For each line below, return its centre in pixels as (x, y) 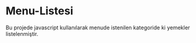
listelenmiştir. (22, 33)
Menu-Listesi (40, 11)
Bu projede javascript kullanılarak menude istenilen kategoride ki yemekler (98, 27)
